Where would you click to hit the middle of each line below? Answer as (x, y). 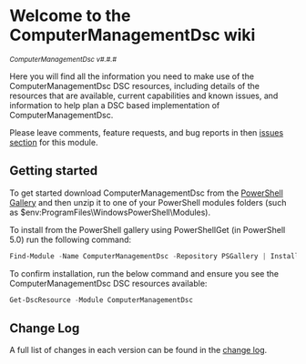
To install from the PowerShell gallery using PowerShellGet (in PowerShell (148, 229)
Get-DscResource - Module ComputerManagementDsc (102, 300)
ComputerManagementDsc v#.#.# (63, 59)
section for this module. (54, 142)
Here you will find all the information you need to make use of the (132, 76)
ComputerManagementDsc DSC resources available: (108, 283)
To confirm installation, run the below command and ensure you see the (144, 273)
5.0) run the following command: (71, 239)
